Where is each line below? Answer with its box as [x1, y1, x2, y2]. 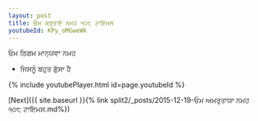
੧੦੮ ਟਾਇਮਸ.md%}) [8, 104, 70, 114]
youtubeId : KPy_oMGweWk [8, 26, 88, 34]
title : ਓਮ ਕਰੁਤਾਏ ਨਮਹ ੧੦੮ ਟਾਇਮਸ [8, 19, 114, 27]
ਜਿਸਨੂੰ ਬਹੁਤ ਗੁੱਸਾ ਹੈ [19, 64, 72, 74]
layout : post [8, 11, 52, 20]
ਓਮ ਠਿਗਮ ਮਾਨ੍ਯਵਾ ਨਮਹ [8, 49, 76, 58]
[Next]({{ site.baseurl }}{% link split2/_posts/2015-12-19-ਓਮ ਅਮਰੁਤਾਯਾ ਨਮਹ [8, 96, 250, 105]
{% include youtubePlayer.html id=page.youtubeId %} [8, 80, 186, 90]
